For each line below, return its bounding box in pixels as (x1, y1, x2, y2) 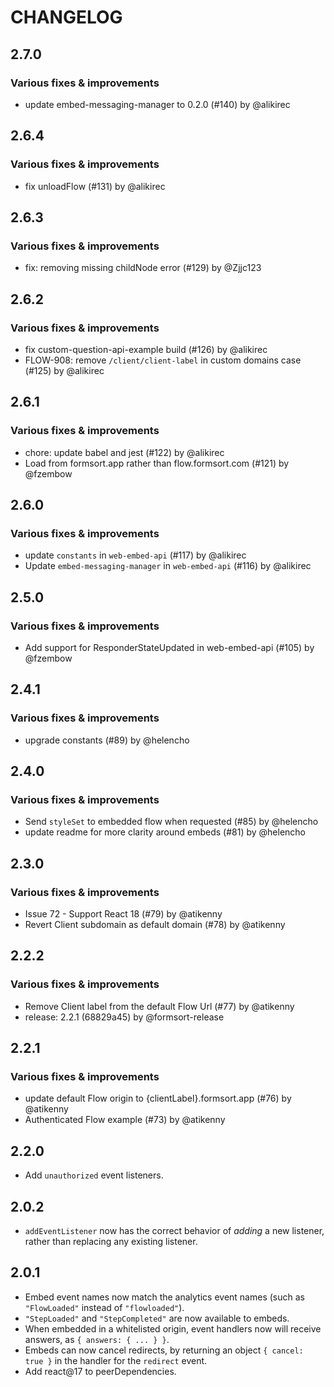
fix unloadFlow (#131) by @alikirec (24, 180, 166, 192)
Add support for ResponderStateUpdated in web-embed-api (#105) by (24, 642, 315, 653)
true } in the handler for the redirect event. (24, 1354, 208, 1366)
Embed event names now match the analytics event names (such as (24, 1291, 305, 1303)
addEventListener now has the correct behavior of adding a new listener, (24, 1225, 325, 1237)
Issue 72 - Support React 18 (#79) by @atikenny (24, 908, 223, 920)
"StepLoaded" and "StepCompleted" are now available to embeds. (24, 1312, 290, 1324)
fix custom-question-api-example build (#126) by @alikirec (24, 343, 268, 355)
